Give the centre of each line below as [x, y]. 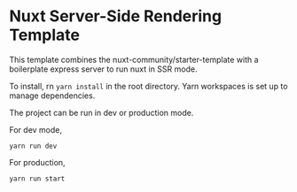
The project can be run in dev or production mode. [102, 112]
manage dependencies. [52, 96]
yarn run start [37, 179]
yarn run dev [33, 146]
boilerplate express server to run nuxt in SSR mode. [103, 69]
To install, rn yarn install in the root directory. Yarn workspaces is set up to [148, 86]
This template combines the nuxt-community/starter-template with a [134, 59]
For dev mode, [36, 129]
